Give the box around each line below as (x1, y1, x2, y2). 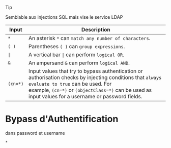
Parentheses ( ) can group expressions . (28, 43, 125, 50)
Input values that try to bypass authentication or (28, 68, 143, 75)
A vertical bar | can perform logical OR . (28, 51, 125, 58)
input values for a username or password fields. (28, 93, 142, 100)
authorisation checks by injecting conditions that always (28, 74, 162, 81)
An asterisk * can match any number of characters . (28, 35, 151, 42)
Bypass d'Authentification (5, 114, 119, 125)
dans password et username (5, 130, 65, 136)
